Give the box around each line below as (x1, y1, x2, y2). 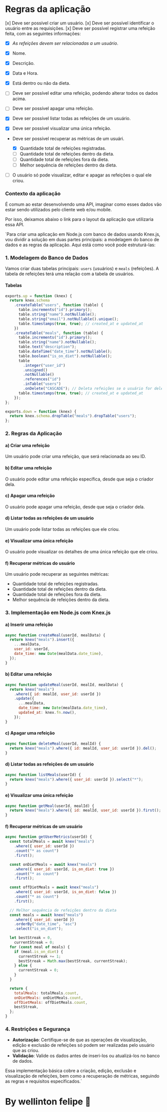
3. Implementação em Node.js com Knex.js (5, 609, 111, 616)
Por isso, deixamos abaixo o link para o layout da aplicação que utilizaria (5, 216, 154, 222)
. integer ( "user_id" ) (23, 363, 66, 368)
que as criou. (12, 1048, 40, 1054)
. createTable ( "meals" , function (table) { (14, 330, 103, 335)
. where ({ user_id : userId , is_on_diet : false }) (14, 890, 117, 895)
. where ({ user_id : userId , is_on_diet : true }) (14, 866, 114, 872)
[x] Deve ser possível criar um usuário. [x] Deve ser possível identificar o (5, 20, 154, 26)
